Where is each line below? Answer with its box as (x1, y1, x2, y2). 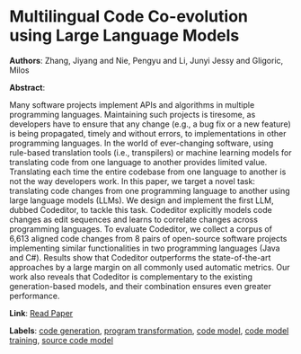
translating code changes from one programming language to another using (9, 185, 290, 196)
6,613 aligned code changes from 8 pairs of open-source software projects (9, 233, 288, 243)
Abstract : (9, 82, 46, 93)
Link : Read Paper (9, 307, 74, 318)
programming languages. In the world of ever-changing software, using (9, 137, 274, 148)
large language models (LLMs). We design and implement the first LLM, (9, 195, 274, 206)
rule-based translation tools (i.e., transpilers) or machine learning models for (9, 146, 292, 158)
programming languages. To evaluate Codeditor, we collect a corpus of (9, 223, 272, 235)
